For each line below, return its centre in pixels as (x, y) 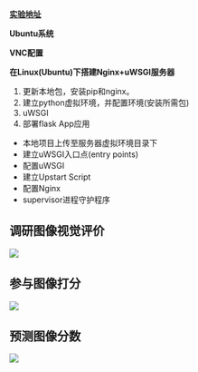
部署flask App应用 (56, 123)
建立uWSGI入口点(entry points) (80, 154)
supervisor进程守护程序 (66, 200)
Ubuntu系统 (32, 34)
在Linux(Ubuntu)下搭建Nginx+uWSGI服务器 (92, 72)
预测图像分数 (45, 336)
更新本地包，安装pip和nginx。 (78, 91)
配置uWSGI (43, 166)
